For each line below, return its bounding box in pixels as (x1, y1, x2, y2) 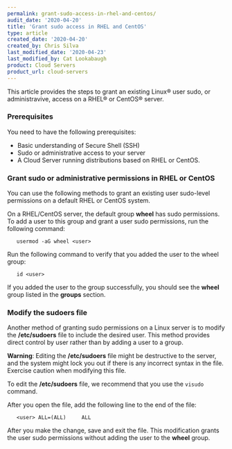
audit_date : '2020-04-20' (7, 17, 82, 24)
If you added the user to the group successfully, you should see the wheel (7, 283, 220, 291)
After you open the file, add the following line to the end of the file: (7, 400, 197, 409)
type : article (7, 29, 48, 37)
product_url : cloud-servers (7, 68, 89, 75)
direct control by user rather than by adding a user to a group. (7, 338, 184, 347)
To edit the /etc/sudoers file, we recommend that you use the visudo (7, 380, 204, 389)
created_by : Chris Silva (7, 42, 79, 49)
